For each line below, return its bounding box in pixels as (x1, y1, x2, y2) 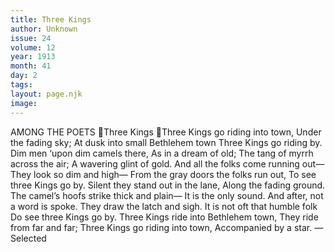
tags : (10, 80, 33, 90)
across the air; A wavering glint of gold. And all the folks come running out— (10, 157, 325, 170)
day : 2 (10, 71, 38, 81)
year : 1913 (10, 52, 56, 62)
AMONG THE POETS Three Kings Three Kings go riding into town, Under (10, 126, 322, 138)
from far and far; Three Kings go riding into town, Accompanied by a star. (10, 221, 313, 233)
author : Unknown (10, 24, 78, 34)
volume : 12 (10, 42, 56, 53)
